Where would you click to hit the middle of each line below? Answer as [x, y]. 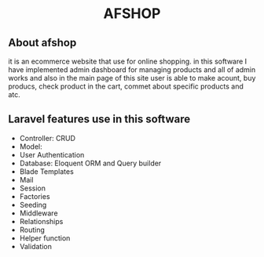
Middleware [38, 213]
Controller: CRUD [48, 138]
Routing [32, 230]
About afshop [42, 43]
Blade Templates [47, 171]
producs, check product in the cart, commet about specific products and [126, 86]
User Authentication [52, 154]
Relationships [41, 221]
